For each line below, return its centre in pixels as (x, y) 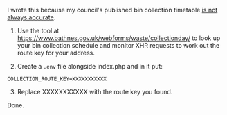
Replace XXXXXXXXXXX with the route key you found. (95, 92)
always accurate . (31, 17)
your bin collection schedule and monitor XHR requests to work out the (118, 45)
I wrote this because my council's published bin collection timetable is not (112, 10)
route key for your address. (56, 53)
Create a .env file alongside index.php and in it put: (90, 66)
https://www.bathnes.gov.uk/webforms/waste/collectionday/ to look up (119, 38)
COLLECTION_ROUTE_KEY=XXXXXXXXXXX (57, 79)
